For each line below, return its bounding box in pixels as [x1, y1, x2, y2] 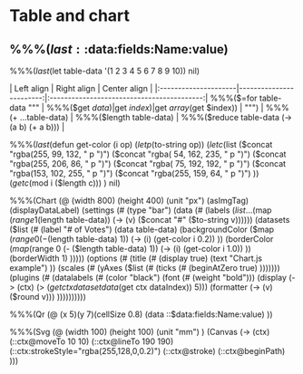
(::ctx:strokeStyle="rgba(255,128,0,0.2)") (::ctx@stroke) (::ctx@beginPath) [9, 346, 286, 356]
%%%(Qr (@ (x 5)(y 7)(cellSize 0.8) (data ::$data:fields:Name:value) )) [9, 309, 274, 320]
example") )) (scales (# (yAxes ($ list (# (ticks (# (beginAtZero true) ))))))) [9, 263, 281, 273]
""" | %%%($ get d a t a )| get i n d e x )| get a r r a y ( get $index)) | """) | [27, 102, 264, 113]
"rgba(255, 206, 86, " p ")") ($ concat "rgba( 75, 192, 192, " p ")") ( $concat [9, 158, 287, 168]
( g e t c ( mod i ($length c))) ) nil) [9, 177, 121, 188]
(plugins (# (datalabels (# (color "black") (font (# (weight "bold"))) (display [9, 273, 288, 283]
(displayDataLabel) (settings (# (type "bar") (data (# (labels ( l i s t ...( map [9, 205, 272, 216]
